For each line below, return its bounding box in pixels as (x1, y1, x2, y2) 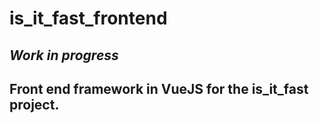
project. (9, 96, 60, 113)
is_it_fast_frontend (9, 7, 168, 30)
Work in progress (9, 47, 119, 64)
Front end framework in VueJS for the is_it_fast (9, 80, 309, 97)
